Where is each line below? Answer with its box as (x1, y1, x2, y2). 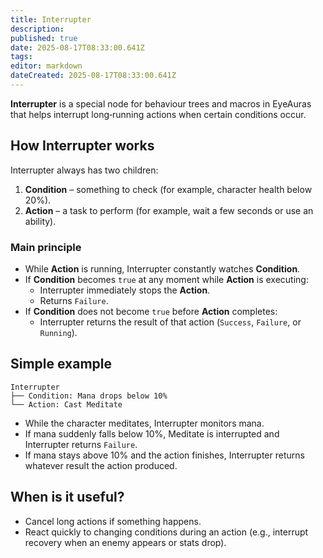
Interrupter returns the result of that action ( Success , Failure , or (39, 316, 302, 328)
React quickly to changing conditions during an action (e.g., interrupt (24, 526, 309, 538)
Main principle (10, 240, 82, 254)
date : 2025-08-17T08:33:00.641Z (10, 42, 145, 53)
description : (10, 24, 65, 34)
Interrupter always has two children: (10, 164, 159, 176)
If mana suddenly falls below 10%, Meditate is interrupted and (24, 427, 280, 440)
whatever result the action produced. (24, 459, 178, 471)
